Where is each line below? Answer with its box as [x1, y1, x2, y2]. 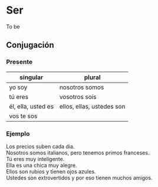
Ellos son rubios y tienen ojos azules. [6, 168, 96, 175]
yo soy [9, 83, 28, 91]
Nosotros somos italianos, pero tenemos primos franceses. [6, 149, 150, 156]
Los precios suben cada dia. [6, 143, 75, 150]
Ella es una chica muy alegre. [6, 162, 78, 169]
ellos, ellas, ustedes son [59, 102, 126, 110]
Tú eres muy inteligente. [6, 155, 65, 162]
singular [19, 73, 44, 81]
